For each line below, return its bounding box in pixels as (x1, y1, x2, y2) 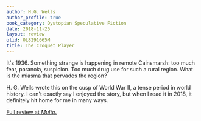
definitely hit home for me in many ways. (6, 96, 108, 103)
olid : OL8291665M (6, 37, 51, 43)
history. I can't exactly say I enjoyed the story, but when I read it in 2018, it (6, 90, 192, 97)
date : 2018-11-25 (6, 25, 51, 32)
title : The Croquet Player (6, 43, 75, 49)
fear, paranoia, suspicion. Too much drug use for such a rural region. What (6, 65, 194, 73)
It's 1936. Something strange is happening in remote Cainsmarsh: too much (6, 59, 195, 67)
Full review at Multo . (6, 108, 57, 116)
